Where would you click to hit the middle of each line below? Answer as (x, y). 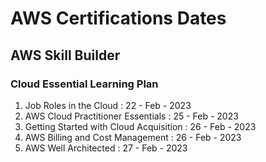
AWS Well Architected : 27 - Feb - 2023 (106, 148)
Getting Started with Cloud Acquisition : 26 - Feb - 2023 (140, 126)
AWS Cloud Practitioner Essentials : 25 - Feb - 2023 (131, 116)
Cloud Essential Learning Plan (84, 84)
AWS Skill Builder (65, 55)
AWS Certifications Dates (118, 18)
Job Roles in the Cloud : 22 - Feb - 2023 (108, 105)
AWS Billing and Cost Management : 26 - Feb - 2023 (133, 137)
